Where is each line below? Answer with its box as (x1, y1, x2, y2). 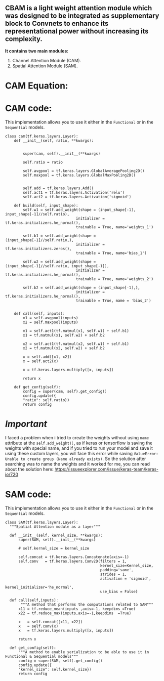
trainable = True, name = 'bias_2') (76, 298, 152, 303)
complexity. (5, 35, 43, 43)
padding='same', (100, 567, 134, 572)
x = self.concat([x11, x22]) (18, 619, 83, 624)
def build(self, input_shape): (14, 203, 79, 208)
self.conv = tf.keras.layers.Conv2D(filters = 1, (18, 558, 127, 564)
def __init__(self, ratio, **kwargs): (14, 138, 94, 143)
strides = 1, (100, 572, 127, 577)
